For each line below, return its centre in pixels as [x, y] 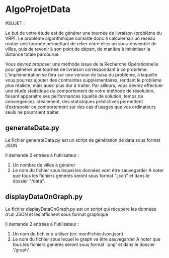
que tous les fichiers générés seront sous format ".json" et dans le [81, 176]
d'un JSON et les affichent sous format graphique [57, 214]
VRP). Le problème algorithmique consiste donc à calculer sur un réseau [80, 38]
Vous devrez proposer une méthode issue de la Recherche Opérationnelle [82, 64]
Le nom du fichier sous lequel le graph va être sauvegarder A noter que [87, 239]
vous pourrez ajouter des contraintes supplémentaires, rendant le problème [83, 80]
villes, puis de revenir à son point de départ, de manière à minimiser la [78, 49]
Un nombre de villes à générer [44, 165]
